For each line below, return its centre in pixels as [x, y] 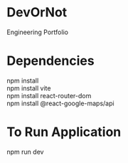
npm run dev [25, 152]
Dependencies [50, 61]
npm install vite [29, 88]
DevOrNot [37, 12]
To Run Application [64, 132]
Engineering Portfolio [38, 32]
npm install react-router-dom [49, 95]
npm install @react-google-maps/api [60, 103]
